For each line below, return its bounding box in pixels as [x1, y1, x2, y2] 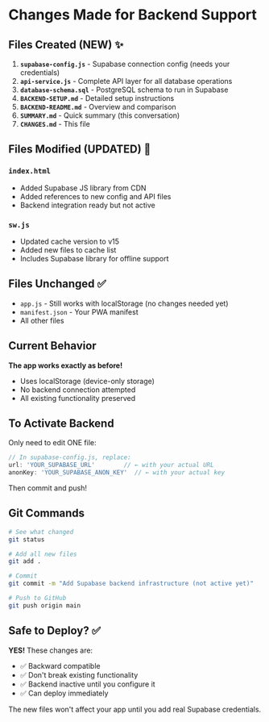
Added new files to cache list [19, 244, 117, 255]
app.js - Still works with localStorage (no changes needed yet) [19, 298, 229, 308]
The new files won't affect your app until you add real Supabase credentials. [8, 704, 262, 714]
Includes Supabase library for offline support [19, 253, 169, 263]
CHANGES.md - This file [19, 119, 90, 128]
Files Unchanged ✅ [8, 277, 106, 291]
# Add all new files [8, 550, 78, 558]
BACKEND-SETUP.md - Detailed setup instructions [19, 94, 175, 102]
